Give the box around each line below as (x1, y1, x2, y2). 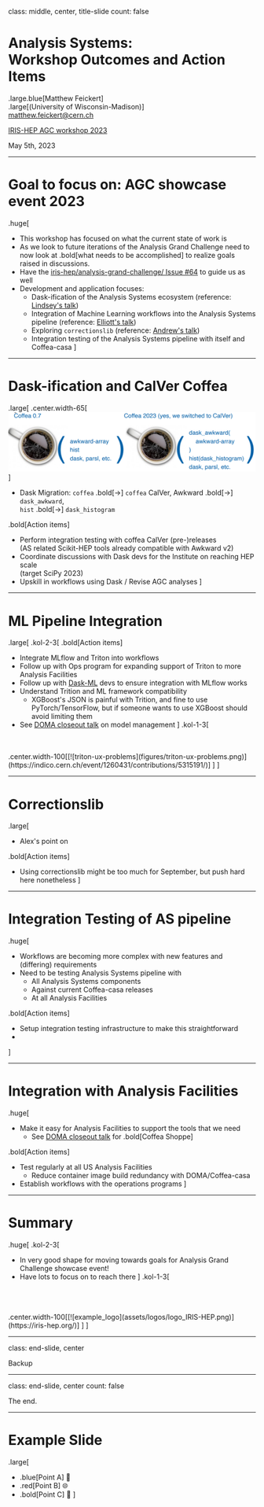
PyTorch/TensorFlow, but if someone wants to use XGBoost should (31, 703, 247, 713)
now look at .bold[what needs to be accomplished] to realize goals (19, 250, 236, 260)
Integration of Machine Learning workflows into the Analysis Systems (31, 308, 256, 318)
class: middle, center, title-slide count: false (8, 7, 149, 16)
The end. (8, 1396, 38, 1406)
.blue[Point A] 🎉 (19, 1472, 71, 1482)
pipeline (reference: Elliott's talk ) (31, 317, 137, 326)
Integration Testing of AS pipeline (8, 910, 232, 928)
